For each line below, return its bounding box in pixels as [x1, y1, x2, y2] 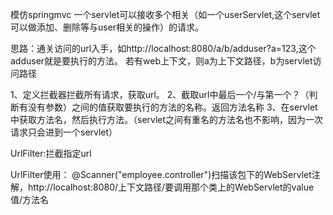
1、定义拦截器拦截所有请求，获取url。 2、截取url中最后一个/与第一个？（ [10, 89, 310, 100]
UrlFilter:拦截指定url [10, 148, 92, 159]
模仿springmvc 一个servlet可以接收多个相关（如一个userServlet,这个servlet [10, 9, 321, 20]
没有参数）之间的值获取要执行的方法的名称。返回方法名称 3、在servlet [27, 101, 318, 113]
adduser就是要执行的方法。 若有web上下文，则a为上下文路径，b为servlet [10, 55, 313, 67]
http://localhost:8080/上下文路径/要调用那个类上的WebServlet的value [27, 181, 315, 193]
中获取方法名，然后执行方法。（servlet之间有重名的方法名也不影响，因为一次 [10, 114, 324, 125]
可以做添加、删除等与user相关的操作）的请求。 [10, 21, 205, 33]
